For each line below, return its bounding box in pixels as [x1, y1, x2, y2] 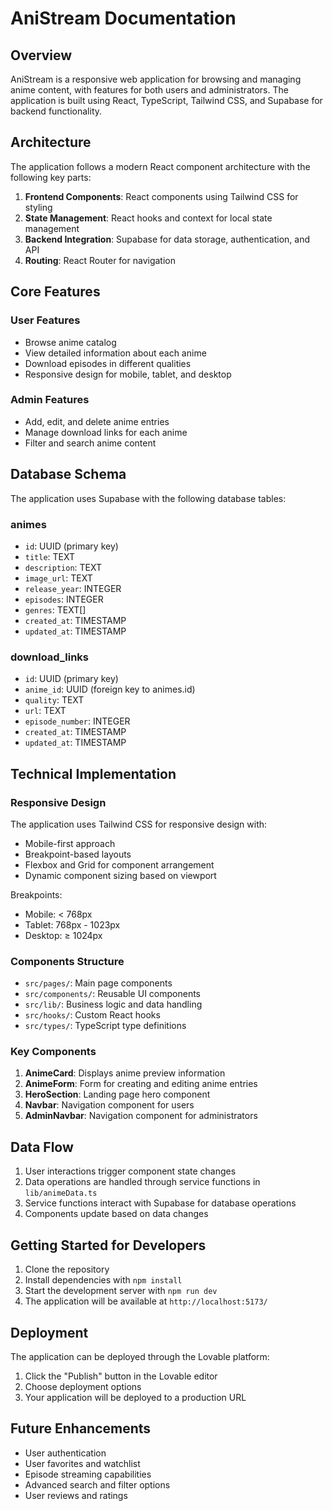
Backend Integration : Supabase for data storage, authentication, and [24, 233, 311, 245]
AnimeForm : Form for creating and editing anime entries [24, 1078, 258, 1090]
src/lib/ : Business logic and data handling [24, 998, 203, 1011]
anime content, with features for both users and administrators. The [10, 84, 289, 96]
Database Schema [10, 466, 127, 483]
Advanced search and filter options [24, 1478, 171, 1491]
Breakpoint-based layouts [24, 848, 132, 860]
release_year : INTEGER [24, 582, 122, 594]
